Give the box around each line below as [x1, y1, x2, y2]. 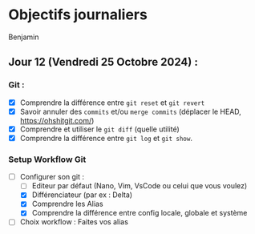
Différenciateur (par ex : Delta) [31, 190, 133, 200]
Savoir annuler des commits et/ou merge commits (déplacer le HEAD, [19, 107, 242, 116]
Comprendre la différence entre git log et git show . [19, 133, 192, 143]
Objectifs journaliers [8, 6, 148, 24]
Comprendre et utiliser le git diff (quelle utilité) [19, 124, 180, 134]
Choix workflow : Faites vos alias [19, 217, 128, 227]
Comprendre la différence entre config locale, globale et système [31, 208, 248, 218]
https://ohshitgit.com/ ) [19, 115, 95, 125]
